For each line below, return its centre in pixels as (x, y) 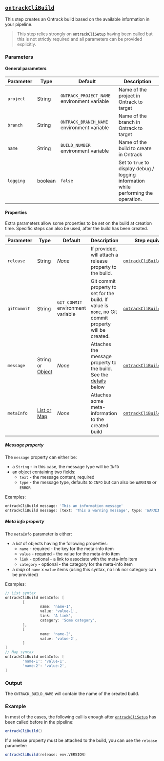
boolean (46, 181)
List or (44, 410)
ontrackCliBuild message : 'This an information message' (64, 506)
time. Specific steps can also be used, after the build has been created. (77, 229)
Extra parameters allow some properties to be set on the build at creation (79, 223)
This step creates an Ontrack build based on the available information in (77, 19)
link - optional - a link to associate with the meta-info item (78, 559)
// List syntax (20, 593)
